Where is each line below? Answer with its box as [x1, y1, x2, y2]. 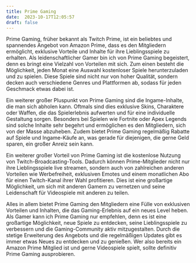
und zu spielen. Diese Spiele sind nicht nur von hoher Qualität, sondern [6, 73, 178, 80]
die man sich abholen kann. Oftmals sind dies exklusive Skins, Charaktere [6, 103, 184, 110]
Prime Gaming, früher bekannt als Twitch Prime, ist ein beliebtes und [6, 36, 172, 43]
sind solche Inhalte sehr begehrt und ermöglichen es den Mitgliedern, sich [6, 122, 186, 129]
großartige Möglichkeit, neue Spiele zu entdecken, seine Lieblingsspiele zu [6, 220, 187, 227]
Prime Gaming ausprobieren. [6, 251, 76, 258]
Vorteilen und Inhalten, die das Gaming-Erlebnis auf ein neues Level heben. [6, 207, 188, 214]
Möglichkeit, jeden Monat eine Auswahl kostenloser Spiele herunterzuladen [6, 67, 189, 74]
